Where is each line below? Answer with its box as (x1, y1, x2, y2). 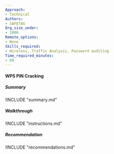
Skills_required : (5, 44, 41, 49)
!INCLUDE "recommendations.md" (5, 144, 76, 150)
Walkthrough (5, 108, 33, 114)
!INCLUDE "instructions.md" (5, 120, 63, 126)
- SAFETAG (5, 21, 26, 26)
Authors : (5, 16, 23, 21)
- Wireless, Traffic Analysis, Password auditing (5, 48, 110, 53)
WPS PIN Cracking (5, 73, 44, 79)
